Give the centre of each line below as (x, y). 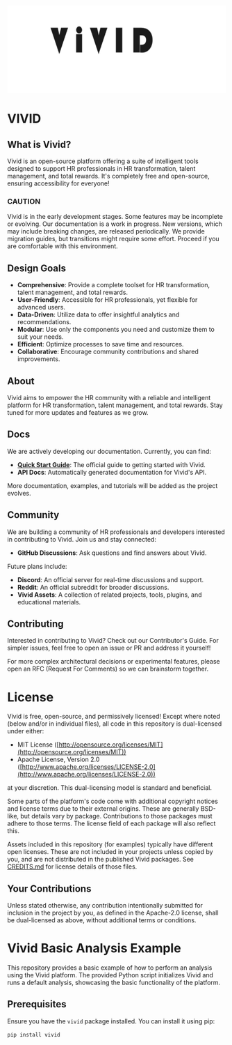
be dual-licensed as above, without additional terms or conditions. (102, 920)
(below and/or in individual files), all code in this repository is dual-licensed (115, 724)
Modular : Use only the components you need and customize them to (116, 330)
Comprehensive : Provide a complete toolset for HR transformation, (114, 285)
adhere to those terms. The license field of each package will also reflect (111, 823)
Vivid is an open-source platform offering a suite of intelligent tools (103, 161)
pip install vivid (34, 1035)
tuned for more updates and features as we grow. (78, 412)
